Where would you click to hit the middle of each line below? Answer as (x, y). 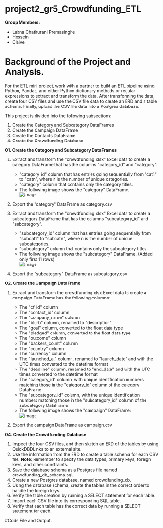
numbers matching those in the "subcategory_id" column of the (83, 400)
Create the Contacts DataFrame (44, 135)
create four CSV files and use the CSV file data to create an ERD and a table (81, 101)
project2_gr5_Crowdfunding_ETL (73, 9)
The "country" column (42, 348)
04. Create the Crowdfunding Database (46, 434)
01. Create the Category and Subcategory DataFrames (61, 150)
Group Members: (23, 22)
